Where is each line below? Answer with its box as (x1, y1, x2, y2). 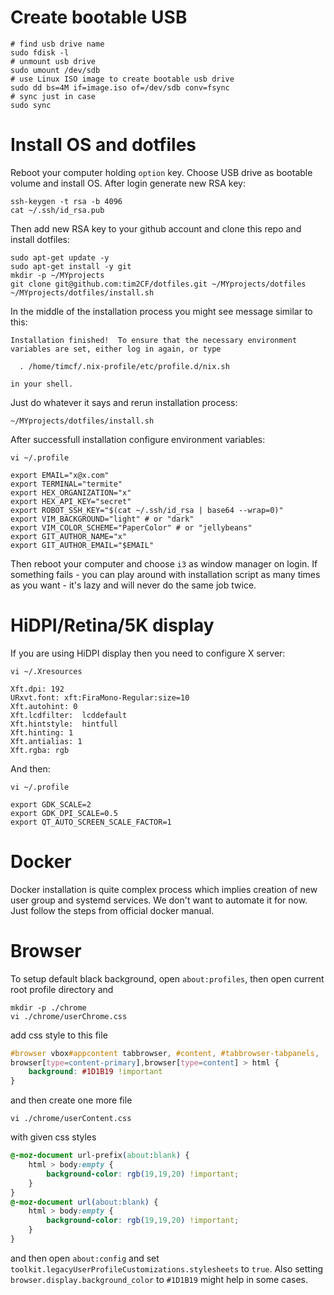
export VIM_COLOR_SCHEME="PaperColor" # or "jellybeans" (10, 522, 253, 533)
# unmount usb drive (10, 56, 97, 66)
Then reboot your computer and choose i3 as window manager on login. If (10, 557, 318, 570)
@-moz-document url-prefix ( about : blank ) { (10, 1151, 190, 1161)
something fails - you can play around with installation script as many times (10, 568, 321, 580)
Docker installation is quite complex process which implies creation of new (10, 883, 318, 895)
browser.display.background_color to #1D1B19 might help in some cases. (10, 1273, 308, 1285)
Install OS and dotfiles (10, 134, 197, 156)
